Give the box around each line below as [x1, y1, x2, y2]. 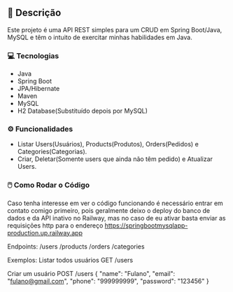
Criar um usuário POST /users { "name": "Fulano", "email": [7, 269, 176, 277]
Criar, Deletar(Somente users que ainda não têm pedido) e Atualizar [17, 155, 213, 163]
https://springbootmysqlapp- [104, 221, 188, 230]
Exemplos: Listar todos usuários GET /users [7, 256, 134, 264]
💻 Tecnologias [7, 50, 59, 60]
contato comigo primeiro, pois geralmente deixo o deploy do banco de [7, 206, 211, 214]
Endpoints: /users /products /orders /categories [7, 242, 145, 251]
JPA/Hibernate [17, 85, 60, 93]
